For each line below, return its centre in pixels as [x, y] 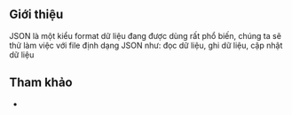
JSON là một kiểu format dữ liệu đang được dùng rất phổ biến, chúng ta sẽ [146, 35]
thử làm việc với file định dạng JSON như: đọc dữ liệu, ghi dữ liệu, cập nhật [146, 45]
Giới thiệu [36, 15]
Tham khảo [41, 83]
